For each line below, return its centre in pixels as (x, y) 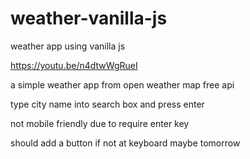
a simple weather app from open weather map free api (122, 84)
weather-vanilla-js (89, 18)
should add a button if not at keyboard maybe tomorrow (125, 143)
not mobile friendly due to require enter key (100, 123)
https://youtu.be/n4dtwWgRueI (74, 65)
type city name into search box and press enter (107, 104)
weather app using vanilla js (68, 46)
